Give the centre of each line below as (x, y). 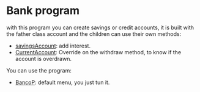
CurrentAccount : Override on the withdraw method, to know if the (98, 52)
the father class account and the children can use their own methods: (94, 34)
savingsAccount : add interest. (53, 46)
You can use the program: (39, 70)
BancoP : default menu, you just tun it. (62, 82)
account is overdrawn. (43, 58)
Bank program (43, 11)
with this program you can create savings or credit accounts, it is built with (100, 27)
